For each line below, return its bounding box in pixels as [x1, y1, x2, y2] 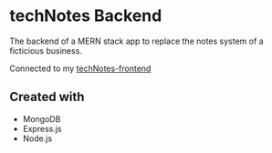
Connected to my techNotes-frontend [9, 63, 152, 74]
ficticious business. [9, 45, 82, 56]
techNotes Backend [9, 5, 162, 26]
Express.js [22, 123, 62, 134]
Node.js [22, 133, 53, 144]
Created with [9, 89, 85, 105]
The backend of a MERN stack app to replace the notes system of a [9, 36, 264, 46]
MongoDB [22, 113, 61, 124]
